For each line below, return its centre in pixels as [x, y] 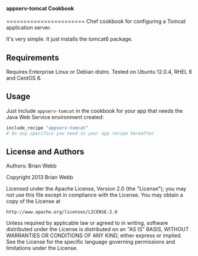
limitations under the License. [42, 248]
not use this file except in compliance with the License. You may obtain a [95, 195]
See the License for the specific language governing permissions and [91, 242]
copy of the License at [33, 201]
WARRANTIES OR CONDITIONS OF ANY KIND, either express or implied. [94, 235]
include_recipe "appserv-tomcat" [47, 128]
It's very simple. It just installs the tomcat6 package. [69, 39]
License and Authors [45, 151]
